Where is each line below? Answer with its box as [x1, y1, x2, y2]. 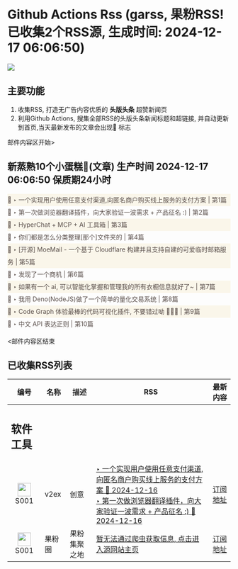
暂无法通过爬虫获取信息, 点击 [96, 534, 193, 543]
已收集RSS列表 [7, 359, 73, 371]
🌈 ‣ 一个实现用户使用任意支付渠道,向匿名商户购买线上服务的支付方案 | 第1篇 [7, 196, 227, 204]
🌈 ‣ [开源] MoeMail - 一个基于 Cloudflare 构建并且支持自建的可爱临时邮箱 [7, 245, 221, 254]
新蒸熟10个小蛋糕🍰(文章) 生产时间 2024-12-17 [7, 161, 209, 173]
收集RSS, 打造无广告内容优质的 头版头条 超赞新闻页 [17, 105, 168, 113]
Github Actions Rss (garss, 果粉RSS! [7, 6, 225, 23]
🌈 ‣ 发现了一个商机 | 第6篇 [7, 270, 84, 278]
